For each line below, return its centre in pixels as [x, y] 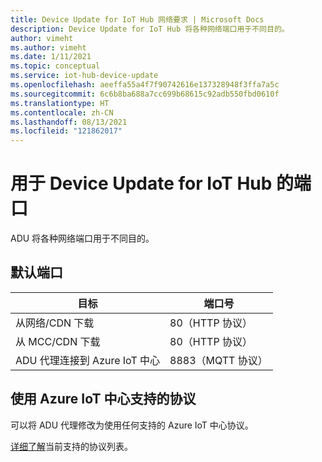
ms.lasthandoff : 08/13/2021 [69, 122]
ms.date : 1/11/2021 [51, 57]
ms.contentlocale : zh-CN [62, 112]
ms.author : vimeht [48, 47]
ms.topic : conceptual [55, 66]
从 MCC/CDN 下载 [58, 341]
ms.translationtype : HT [60, 103]
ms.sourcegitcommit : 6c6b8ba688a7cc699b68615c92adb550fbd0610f [145, 94]
